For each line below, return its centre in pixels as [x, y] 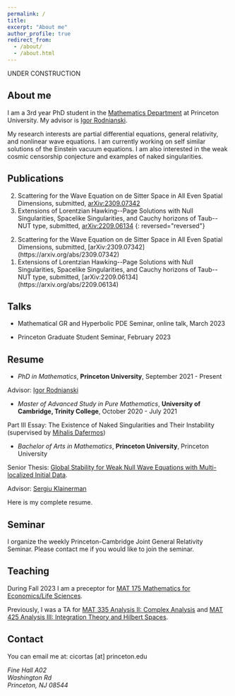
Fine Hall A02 [27, 670]
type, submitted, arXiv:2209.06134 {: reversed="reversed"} [119, 225]
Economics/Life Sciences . [45, 596]
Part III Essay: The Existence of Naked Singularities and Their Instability [111, 425]
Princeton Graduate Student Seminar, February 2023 [94, 337]
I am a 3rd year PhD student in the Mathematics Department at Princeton [113, 112]
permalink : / [26, 14]
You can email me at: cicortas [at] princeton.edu [77, 656]
